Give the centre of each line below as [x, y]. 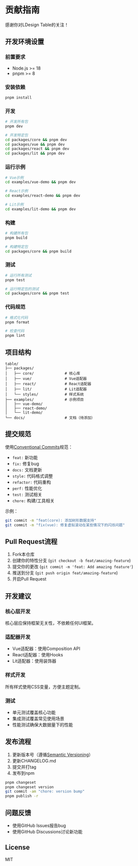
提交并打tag [24, 767]
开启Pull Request [29, 579]
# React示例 [17, 191]
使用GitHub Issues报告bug [39, 826]
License [17, 848]
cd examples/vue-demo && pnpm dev [41, 182]
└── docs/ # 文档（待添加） [50, 418]
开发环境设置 [25, 42]
